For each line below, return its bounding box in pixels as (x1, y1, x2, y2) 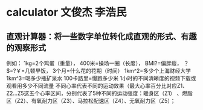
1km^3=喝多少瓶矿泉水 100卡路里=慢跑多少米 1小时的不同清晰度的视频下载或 (6, 75, 196, 82)
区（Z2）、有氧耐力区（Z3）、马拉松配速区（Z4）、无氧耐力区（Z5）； (6, 97, 176, 104)
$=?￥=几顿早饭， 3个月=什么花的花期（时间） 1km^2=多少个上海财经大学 (6, 67, 192, 74)
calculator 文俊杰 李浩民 (6, 5, 127, 19)
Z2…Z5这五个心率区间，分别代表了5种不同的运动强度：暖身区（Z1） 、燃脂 (6, 90, 193, 97)
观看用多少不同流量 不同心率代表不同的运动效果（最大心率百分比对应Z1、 (6, 82, 188, 89)
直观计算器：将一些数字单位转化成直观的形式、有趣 (6, 31, 197, 41)
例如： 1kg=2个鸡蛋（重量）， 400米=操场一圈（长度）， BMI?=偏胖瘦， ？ (6, 60, 189, 67)
